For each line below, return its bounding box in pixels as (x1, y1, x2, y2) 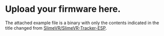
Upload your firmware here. (5, 3, 121, 15)
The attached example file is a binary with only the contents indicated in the (5, 20, 160, 26)
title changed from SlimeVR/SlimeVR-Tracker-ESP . (5, 25, 107, 31)
